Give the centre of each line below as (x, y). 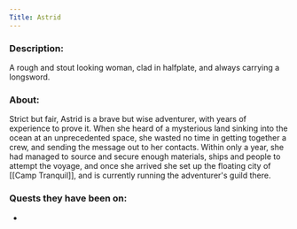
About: (24, 100)
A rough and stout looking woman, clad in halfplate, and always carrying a (145, 67)
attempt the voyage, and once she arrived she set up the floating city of (140, 166)
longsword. (30, 77)
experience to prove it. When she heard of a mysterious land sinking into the (148, 128)
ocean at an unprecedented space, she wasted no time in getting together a (148, 138)
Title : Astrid (35, 17)
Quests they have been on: (68, 198)
